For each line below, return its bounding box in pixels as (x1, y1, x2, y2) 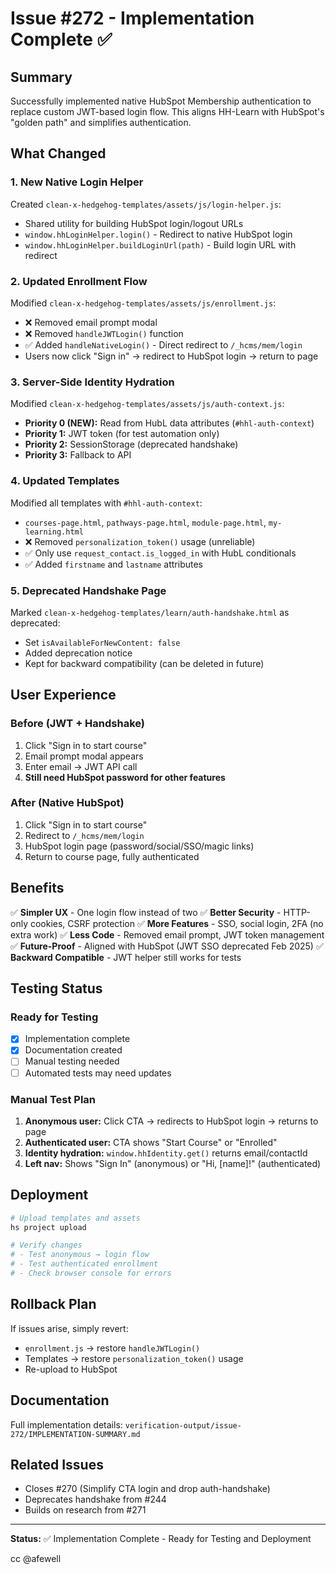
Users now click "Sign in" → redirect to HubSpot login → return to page (24, 350, 319, 362)
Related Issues (10, 1456, 104, 1473)
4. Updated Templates (10, 474, 120, 488)
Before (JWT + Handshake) (10, 717, 146, 731)
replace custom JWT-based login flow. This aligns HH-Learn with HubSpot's (10, 106, 325, 117)
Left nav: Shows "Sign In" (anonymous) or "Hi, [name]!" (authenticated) (24, 1157, 322, 1169)
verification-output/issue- (124, 1420, 242, 1431)
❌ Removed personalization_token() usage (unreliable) (24, 535, 256, 547)
